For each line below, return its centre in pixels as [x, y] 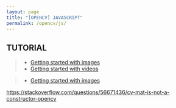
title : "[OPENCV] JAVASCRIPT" [45, 18]
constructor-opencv [31, 99]
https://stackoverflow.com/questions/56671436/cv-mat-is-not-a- [88, 92]
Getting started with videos [64, 69]
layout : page [23, 12]
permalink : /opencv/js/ [37, 23]
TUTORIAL [27, 48]
